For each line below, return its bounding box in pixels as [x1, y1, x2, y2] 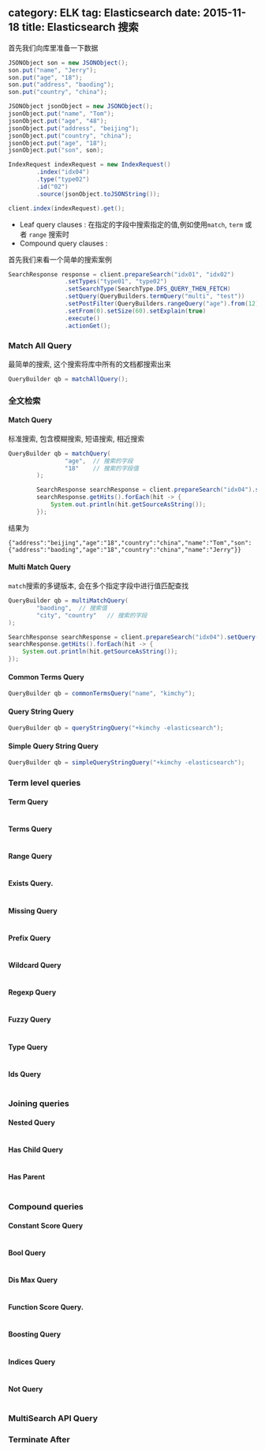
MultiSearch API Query [8, 1413, 99, 1424]
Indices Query [8, 1357, 56, 1367]
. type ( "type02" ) [36, 175, 90, 184]
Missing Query [8, 905, 58, 915]
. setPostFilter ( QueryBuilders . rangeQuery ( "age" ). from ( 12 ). [64, 300, 263, 308]
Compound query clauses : [19, 238, 108, 248]
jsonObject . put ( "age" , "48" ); [8, 117, 108, 125]
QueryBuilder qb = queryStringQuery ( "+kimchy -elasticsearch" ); [8, 724, 224, 733]
